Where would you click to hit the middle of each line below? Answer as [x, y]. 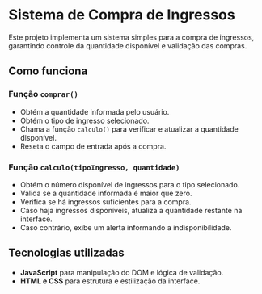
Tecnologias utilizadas [66, 253]
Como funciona [48, 71]
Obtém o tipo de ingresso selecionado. [85, 120]
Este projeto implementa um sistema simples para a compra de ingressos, [131, 37]
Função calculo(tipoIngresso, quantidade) [94, 167]
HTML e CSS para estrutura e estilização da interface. [110, 281]
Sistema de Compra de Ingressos [122, 15]
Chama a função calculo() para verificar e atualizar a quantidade [129, 129]
